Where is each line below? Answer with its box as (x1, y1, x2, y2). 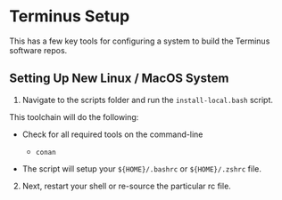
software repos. (9, 44, 68, 55)
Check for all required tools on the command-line (21, 129, 203, 140)
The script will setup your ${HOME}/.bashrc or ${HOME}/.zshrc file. (21, 163, 261, 174)
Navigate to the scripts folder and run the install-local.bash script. (21, 94, 274, 105)
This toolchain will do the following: (9, 111, 139, 122)
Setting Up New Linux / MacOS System (9, 71, 229, 86)
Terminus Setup (9, 6, 130, 27)
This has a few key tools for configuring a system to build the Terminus (9, 36, 270, 46)
